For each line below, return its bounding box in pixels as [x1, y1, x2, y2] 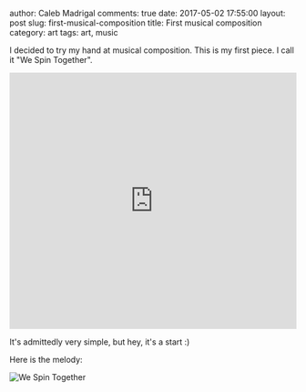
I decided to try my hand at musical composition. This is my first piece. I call [9, 45, 294, 56]
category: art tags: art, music [9, 27, 118, 37]
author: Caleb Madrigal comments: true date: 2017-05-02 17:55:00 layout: [9, 8, 286, 18]
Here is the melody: [9, 355, 84, 365]
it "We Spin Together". [9, 55, 93, 65]
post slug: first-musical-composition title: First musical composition [9, 17, 262, 28]
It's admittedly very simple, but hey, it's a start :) [9, 336, 190, 347]
